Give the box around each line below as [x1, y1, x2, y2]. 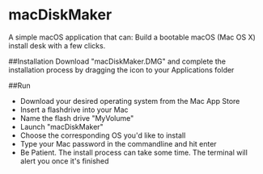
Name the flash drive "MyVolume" [19, 113, 134, 122]
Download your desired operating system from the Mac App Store [19, 96, 240, 106]
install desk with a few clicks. [8, 40, 106, 50]
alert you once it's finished [19, 155, 109, 166]
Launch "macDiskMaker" [19, 122, 104, 131]
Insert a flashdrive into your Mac [19, 105, 129, 114]
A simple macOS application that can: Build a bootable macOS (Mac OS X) [8, 32, 257, 42]
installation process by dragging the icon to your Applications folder [8, 64, 235, 74]
